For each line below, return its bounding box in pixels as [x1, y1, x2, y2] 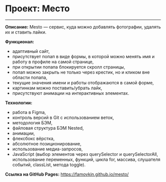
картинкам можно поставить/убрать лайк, [12, 85, 102, 91]
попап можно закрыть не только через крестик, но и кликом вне [12, 69, 150, 75]
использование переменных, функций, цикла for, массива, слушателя [12, 156, 161, 162]
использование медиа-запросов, [12, 146, 83, 152]
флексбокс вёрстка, [12, 135, 55, 141]
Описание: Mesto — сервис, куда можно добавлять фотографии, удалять [5, 24, 161, 30]
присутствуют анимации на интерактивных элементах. [12, 90, 129, 96]
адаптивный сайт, [12, 48, 50, 54]
